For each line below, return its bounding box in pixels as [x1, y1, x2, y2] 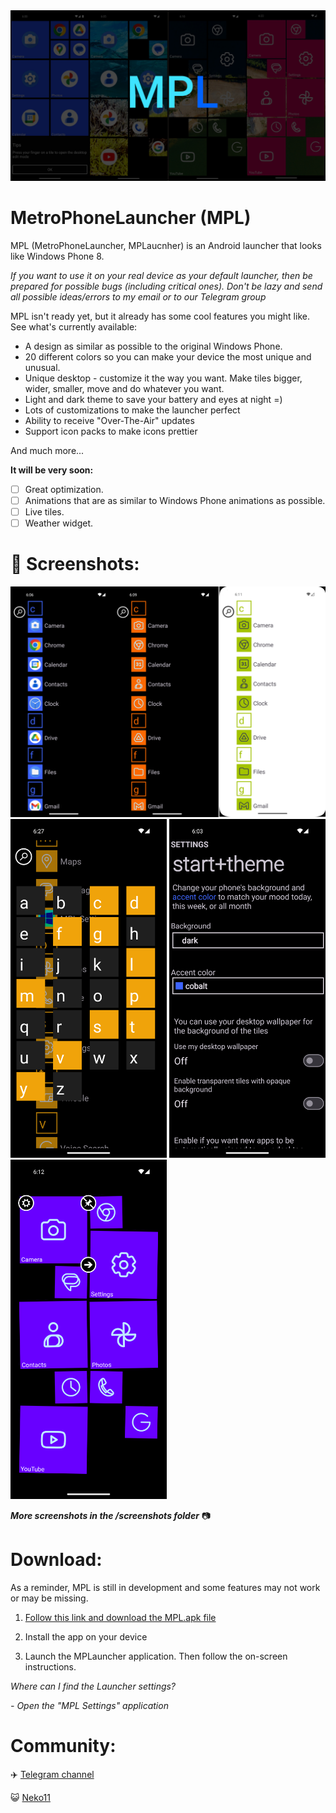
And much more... [10, 444, 85, 456]
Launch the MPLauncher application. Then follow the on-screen [24, 1650, 288, 1662]
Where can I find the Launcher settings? [10, 1680, 177, 1692]
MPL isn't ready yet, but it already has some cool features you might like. [10, 310, 310, 322]
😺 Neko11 [10, 1791, 51, 1803]
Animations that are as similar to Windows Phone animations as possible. [24, 494, 326, 506]
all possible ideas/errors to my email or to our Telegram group [10, 290, 267, 303]
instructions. [24, 1660, 77, 1673]
